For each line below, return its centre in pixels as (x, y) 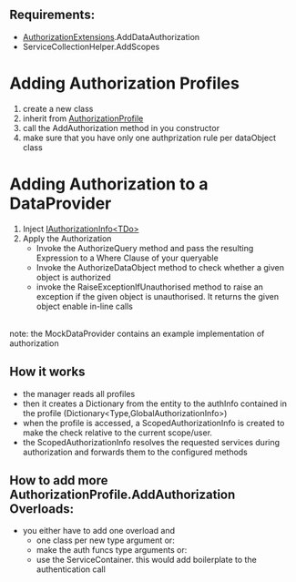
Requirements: (52, 15)
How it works (47, 372)
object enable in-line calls (85, 306)
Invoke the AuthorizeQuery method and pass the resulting (145, 248)
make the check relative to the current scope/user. (117, 433)
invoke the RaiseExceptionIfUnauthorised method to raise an (150, 287)
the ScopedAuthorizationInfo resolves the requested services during (151, 442)
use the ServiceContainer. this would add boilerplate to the (146, 560)
